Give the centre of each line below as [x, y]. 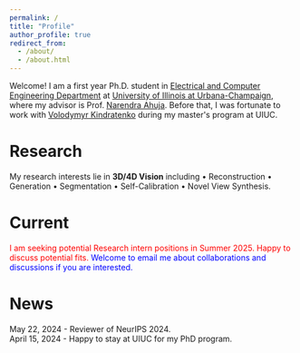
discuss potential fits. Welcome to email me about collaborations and [138, 257]
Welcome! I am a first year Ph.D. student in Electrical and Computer [135, 86]
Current [39, 223]
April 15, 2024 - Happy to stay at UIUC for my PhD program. [121, 338]
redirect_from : [38, 43]
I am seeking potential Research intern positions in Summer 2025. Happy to [150, 248]
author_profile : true [50, 34]
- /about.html [44, 60]
